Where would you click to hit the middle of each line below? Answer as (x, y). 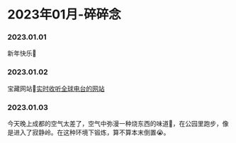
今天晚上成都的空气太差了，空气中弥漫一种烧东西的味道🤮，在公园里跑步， (115, 124)
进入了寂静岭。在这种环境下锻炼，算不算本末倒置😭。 (91, 132)
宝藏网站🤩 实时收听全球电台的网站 (56, 88)
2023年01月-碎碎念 (64, 15)
